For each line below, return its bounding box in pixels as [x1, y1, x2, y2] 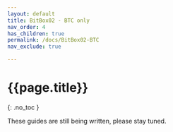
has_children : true [7, 30, 65, 37]
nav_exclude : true [7, 43, 61, 50]
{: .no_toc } [7, 103, 40, 112]
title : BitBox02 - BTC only [7, 17, 90, 24]
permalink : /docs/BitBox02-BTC [7, 37, 100, 44]
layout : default [7, 10, 55, 18]
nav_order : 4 [7, 23, 46, 30]
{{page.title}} [7, 80, 88, 96]
